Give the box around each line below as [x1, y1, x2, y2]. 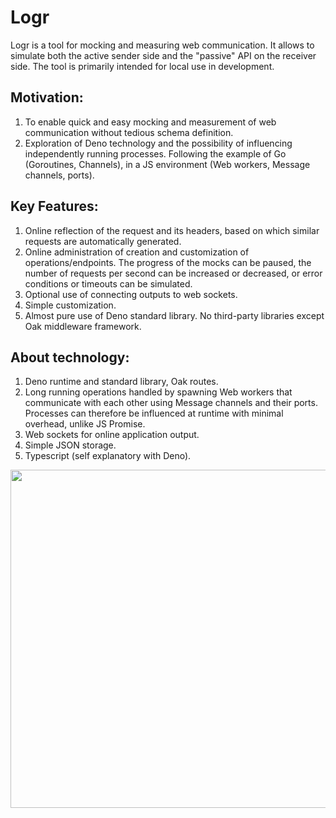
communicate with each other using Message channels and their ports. [24, 397, 318, 409]
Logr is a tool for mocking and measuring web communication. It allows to [10, 39, 315, 51]
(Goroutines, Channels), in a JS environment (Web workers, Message [24, 158, 311, 170]
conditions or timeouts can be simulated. [24, 277, 193, 290]
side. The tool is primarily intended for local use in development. [10, 60, 275, 72]
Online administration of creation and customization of [24, 246, 250, 258]
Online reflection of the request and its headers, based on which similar [24, 224, 320, 236]
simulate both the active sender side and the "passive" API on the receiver [10, 49, 317, 61]
